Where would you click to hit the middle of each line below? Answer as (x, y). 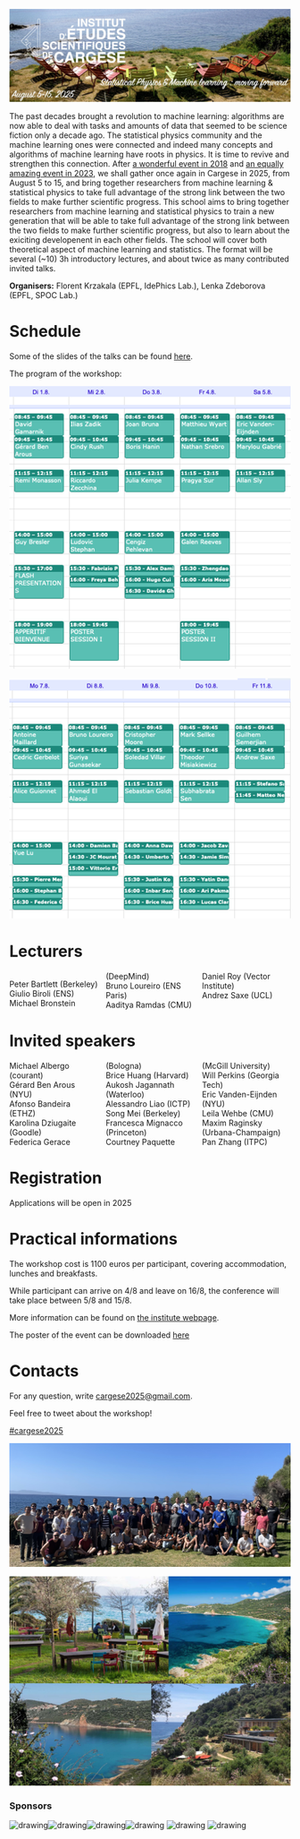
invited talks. (33, 268)
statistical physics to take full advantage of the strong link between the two (147, 192)
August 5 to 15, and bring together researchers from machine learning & (142, 183)
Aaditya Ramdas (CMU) (149, 1005)
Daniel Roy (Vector (236, 976)
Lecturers (46, 951)
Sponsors (31, 1806)
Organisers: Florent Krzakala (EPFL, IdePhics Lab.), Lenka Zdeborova (137, 286)
